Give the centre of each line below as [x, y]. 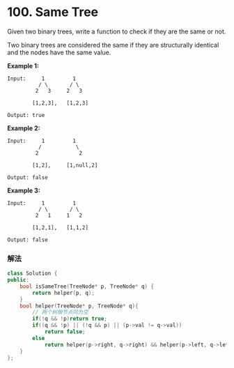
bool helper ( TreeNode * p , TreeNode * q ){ [79, 306]
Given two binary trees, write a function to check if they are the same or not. [117, 31]
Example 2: [24, 128]
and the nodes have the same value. [59, 52]
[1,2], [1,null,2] [65, 165]
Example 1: [23, 66]
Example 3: [24, 190]
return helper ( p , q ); [64, 293]
